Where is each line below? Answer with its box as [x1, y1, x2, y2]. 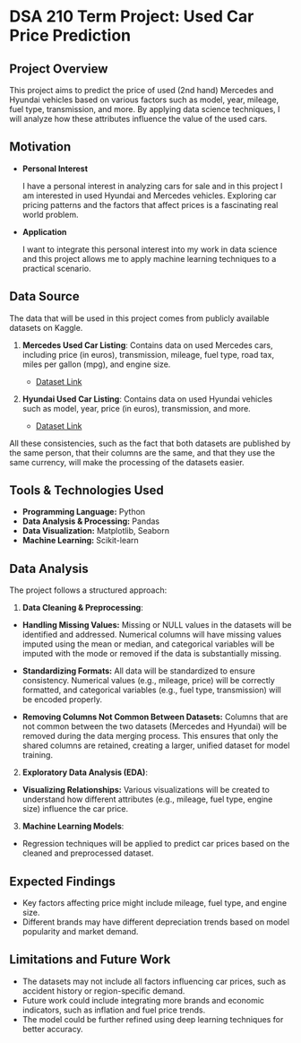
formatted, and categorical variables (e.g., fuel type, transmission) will [21, 684, 282, 696]
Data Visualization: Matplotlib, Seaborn [21, 526, 170, 536]
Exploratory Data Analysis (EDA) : [21, 767, 148, 778]
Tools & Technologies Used [9, 482, 164, 499]
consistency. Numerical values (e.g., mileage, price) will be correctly [21, 675, 275, 686]
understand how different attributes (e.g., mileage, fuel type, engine [21, 794, 273, 804]
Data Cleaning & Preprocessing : [21, 603, 143, 613]
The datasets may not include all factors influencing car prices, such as [21, 976, 287, 987]
